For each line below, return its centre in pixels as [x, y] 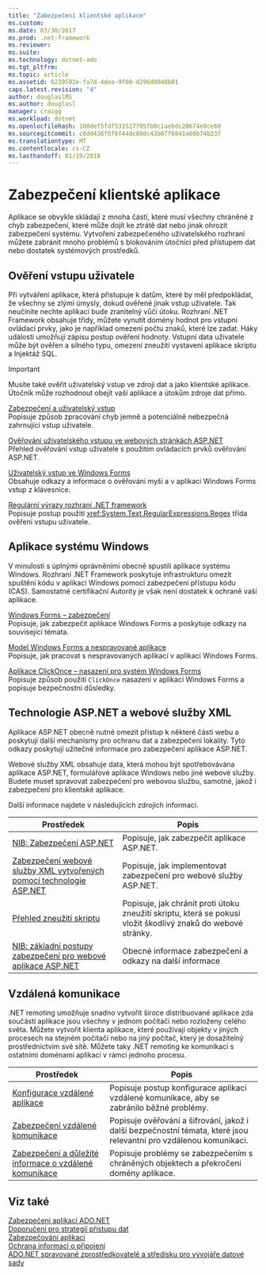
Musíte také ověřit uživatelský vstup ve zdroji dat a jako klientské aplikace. [129, 384]
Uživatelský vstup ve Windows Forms [69, 472]
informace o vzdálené [53, 1163]
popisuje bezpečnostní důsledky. [62, 688]
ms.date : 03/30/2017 [42, 30]
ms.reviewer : [30, 45]
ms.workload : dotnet [42, 119]
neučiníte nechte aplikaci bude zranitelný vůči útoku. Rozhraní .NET [118, 311]
